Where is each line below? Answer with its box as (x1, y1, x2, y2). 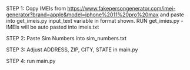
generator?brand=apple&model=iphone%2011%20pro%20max (6, 11, 159, 18)
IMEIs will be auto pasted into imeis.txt (6, 23, 99, 30)
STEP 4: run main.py (6, 58, 56, 64)
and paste (159, 11, 184, 18)
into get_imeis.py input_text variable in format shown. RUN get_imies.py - (6, 17, 184, 24)
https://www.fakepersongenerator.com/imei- (67, 5, 176, 12)
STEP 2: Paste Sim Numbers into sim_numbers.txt (6, 35, 127, 41)
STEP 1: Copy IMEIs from (6, 5, 66, 12)
